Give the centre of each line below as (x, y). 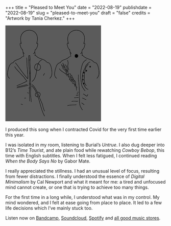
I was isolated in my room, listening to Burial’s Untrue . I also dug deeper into (85, 145)
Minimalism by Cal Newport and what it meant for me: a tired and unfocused (86, 182)
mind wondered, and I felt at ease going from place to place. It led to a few (84, 202)
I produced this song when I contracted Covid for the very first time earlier (83, 129)
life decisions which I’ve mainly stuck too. (49, 208)
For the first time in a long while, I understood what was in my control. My (82, 197)
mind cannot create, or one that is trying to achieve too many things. (77, 187)
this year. (15, 135)
